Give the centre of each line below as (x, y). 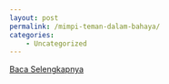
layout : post (34, 18)
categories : (32, 35)
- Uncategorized (57, 43)
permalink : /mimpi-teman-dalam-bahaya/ (85, 26)
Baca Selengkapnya (47, 69)
